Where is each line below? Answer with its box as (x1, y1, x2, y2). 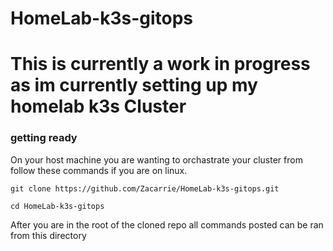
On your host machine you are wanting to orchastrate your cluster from (10, 153, 303, 166)
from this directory (10, 229, 87, 241)
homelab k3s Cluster (10, 95, 187, 118)
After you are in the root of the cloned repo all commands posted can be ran (10, 218, 324, 231)
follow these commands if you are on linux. (10, 164, 188, 176)
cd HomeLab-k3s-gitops (10, 201, 105, 211)
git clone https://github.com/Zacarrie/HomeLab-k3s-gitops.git (10, 183, 280, 194)
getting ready (10, 131, 78, 145)
